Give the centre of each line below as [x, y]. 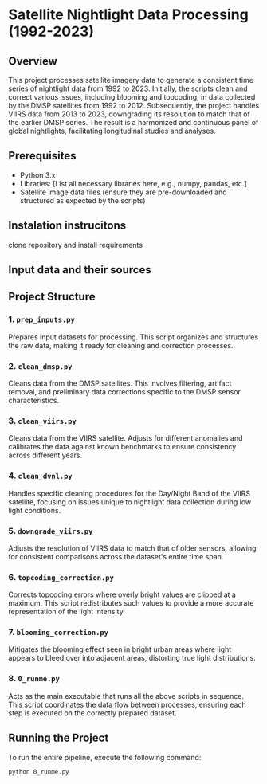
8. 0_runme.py [34, 679]
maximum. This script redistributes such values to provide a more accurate [131, 603]
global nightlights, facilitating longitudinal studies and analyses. [112, 131]
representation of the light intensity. [67, 612]
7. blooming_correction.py [59, 633]
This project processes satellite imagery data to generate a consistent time [131, 80]
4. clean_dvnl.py [41, 476]
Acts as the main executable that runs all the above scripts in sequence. [126, 696]
